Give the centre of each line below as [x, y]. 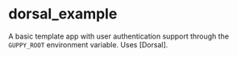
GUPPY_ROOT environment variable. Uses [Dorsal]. [88, 44]
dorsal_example [63, 14]
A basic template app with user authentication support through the [119, 36]
